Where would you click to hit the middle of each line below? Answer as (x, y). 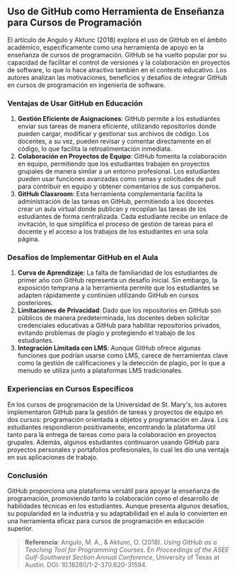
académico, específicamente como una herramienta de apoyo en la (105, 47)
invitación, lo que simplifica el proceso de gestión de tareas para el (115, 224)
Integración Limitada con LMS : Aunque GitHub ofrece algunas (109, 348)
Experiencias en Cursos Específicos (71, 389)
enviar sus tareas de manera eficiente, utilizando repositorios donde (117, 126)
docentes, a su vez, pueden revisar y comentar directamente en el (114, 142)
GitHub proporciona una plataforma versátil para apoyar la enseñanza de (114, 491)
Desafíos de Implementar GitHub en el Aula (83, 258)
